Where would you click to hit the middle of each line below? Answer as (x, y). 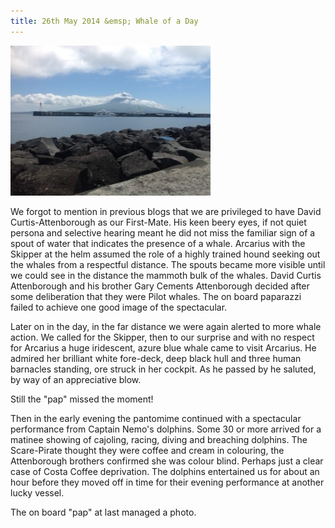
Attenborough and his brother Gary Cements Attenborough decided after (160, 286)
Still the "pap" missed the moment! (82, 399)
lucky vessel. (37, 492)
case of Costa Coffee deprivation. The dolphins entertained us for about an (165, 471)
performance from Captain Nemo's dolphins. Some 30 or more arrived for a (166, 429)
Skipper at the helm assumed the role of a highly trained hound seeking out (165, 254)
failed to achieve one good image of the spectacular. (119, 307)
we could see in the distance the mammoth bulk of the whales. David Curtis (166, 275)
